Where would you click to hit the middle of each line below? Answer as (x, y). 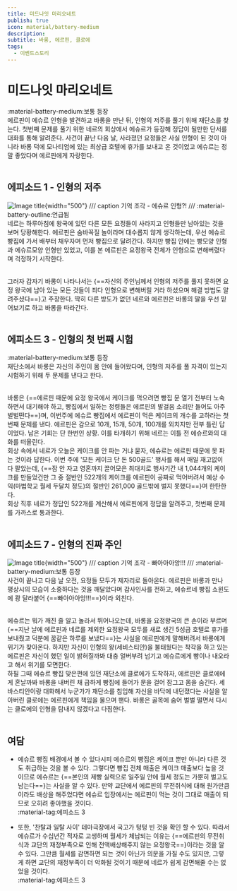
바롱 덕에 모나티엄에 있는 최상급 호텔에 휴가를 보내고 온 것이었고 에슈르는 (120, 146)
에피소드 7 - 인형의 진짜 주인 (65, 544)
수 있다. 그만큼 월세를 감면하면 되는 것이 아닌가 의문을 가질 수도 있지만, (114, 854)
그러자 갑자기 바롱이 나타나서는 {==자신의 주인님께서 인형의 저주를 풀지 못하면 (114, 281)
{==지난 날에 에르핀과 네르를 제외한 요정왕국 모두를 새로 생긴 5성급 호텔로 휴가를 (118, 630)
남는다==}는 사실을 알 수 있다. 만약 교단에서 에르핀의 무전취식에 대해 (111, 786)
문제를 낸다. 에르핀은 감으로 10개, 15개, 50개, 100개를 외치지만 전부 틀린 (119, 424)
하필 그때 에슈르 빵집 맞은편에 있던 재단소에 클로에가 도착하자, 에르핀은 (104, 674)
